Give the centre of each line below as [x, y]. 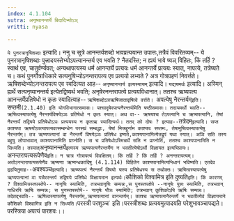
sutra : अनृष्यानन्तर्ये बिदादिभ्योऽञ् [42, 20]
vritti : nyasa [28, 26]
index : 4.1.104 [29, 14]
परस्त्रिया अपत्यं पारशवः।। [36, 211]
